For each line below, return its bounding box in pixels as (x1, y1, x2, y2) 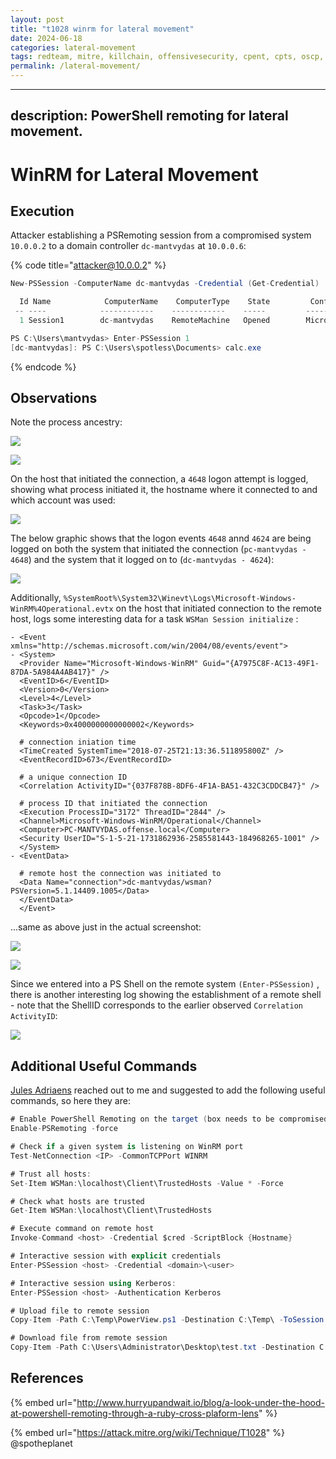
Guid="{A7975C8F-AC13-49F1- (202, 659, 320, 669)
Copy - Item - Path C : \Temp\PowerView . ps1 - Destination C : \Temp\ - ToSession (10, 1315, 325, 1325)
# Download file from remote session (10, 1333, 168, 1343)
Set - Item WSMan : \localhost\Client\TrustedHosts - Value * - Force (10, 1178, 284, 1188)
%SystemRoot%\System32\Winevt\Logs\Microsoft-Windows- (63, 594, 297, 604)
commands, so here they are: (10, 1095, 131, 1107)
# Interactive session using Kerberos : (10, 1278, 177, 1288)
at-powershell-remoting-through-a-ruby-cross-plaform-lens (10, 1407, 259, 1419)
